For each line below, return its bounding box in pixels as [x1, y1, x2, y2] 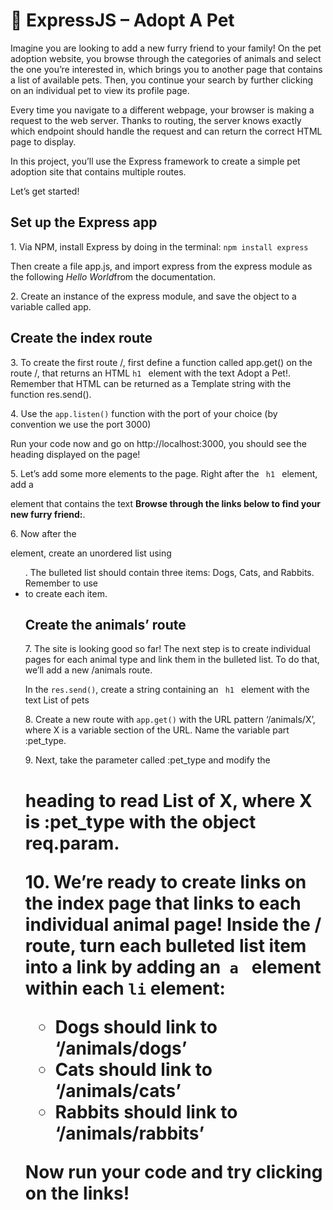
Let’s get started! [10, 185, 80, 197]
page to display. [10, 135, 77, 148]
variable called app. [10, 300, 92, 313]
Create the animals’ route [24, 616, 187, 633]
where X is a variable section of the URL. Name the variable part [24, 724, 290, 736]
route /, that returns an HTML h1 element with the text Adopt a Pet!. [10, 367, 291, 379]
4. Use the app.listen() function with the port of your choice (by [10, 407, 278, 419]
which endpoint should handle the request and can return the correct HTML [10, 125, 323, 137]
